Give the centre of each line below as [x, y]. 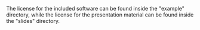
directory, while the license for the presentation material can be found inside [100, 15]
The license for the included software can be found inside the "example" [96, 9]
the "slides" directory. [33, 21]
